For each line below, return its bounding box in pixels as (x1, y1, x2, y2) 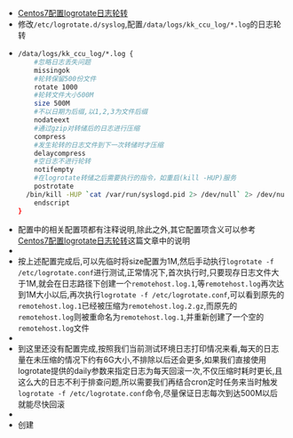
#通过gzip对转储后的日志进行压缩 (34, 124, 140, 133)
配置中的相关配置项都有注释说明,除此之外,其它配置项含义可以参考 (17, 223, 256, 234)
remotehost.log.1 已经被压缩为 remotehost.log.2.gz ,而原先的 (17, 300, 238, 311)
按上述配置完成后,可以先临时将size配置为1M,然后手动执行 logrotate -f (17, 255, 274, 266)
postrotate (34, 182, 75, 191)
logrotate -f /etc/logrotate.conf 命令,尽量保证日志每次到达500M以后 (17, 387, 278, 398)
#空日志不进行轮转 (34, 157, 91, 166)
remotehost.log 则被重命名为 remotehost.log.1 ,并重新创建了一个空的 (17, 311, 265, 322)
